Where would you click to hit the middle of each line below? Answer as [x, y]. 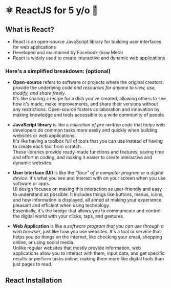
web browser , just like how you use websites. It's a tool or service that [87, 232]
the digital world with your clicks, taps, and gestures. [68, 216]
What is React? [30, 29]
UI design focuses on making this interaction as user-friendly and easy [87, 189]
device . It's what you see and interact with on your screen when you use [89, 178]
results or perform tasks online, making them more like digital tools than [88, 259]
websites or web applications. [44, 136]
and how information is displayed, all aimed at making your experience [87, 200]
